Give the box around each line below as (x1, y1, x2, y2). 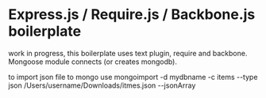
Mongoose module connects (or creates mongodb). (8, 57, 177, 66)
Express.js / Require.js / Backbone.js (8, 6, 256, 24)
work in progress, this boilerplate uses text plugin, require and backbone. (8, 48, 248, 58)
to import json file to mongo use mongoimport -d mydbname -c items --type (8, 72, 258, 81)
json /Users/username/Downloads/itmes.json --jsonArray (8, 81, 196, 90)
